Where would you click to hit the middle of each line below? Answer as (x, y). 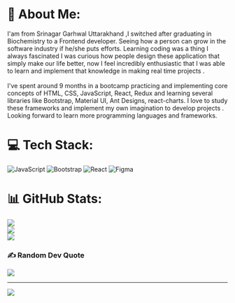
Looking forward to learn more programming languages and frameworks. (112, 115)
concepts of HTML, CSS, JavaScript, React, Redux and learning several (110, 93)
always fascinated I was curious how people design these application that (114, 56)
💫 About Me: (44, 14)
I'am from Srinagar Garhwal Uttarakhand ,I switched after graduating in (109, 34)
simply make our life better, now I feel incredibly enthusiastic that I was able (116, 63)
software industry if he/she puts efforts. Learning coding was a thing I (108, 48)
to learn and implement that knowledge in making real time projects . (106, 71)
